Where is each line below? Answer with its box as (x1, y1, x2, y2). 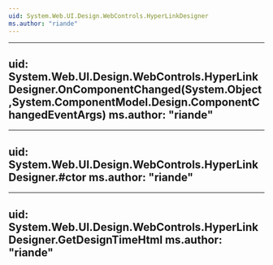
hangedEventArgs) (8, 107, 107, 122)
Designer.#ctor (8, 170, 87, 184)
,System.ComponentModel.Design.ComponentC (8, 95, 260, 109)
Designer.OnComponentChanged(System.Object (8, 82, 262, 96)
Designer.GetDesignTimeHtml (8, 232, 163, 246)
